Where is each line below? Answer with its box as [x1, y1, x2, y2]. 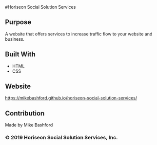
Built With [5, 50, 36, 59]
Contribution [5, 109, 45, 117]
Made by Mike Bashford [5, 122, 53, 128]
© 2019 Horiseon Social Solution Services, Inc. [5, 134, 118, 141]
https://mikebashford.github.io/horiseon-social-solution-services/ [5, 95, 137, 101]
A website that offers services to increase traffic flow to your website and [5, 31, 153, 37]
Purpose [5, 18, 32, 26]
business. [5, 36, 24, 42]
